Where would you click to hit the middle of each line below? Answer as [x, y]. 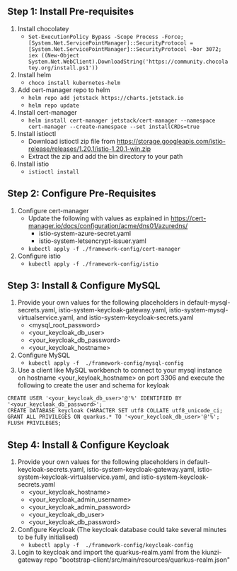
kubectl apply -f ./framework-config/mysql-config [106, 363]
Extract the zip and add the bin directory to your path [105, 156]
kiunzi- [212, 553]
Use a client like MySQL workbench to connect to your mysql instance [120, 371]
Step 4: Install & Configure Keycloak [88, 445]
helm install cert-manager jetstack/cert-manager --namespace [122, 120]
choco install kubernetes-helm [74, 83]
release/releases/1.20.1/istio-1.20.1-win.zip [89, 149]
